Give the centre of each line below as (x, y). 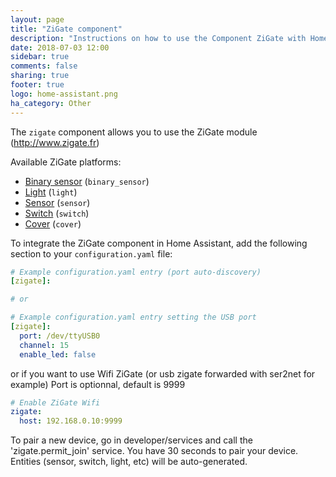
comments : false (44, 66)
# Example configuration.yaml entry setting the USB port (133, 317)
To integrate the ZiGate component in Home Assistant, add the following (159, 243)
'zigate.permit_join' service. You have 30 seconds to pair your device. (154, 451)
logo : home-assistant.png (64, 94)
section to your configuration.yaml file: (91, 253)
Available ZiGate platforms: (66, 162)
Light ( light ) (51, 192)
